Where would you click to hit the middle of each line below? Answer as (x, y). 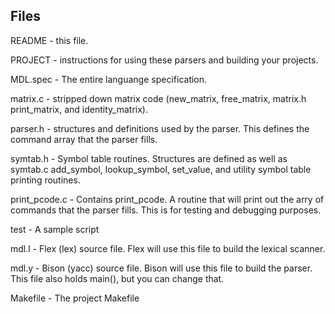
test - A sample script (55, 229)
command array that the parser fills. (84, 139)
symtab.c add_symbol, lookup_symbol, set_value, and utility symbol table (161, 169)
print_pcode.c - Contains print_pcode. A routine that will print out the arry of (167, 199)
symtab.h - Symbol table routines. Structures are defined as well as (149, 158)
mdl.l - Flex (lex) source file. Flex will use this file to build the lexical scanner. (168, 248)
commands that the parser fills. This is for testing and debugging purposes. (166, 210)
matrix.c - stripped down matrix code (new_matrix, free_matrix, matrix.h (158, 98)
